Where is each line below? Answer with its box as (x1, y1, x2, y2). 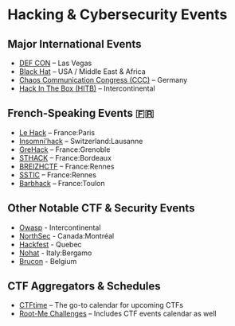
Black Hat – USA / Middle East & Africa (18, 67, 146, 76)
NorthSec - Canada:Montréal (18, 231, 115, 240)
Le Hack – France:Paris (18, 127, 96, 137)
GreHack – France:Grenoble (18, 145, 111, 154)
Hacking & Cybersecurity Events (7, 6, 228, 24)
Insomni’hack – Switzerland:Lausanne (18, 136, 143, 146)
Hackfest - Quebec (18, 239, 82, 249)
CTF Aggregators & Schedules (7, 280, 161, 293)
